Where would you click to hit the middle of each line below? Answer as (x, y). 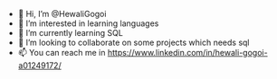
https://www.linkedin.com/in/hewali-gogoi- (188, 53)
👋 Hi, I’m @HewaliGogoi (62, 14)
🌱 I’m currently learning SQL (71, 33)
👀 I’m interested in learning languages (88, 23)
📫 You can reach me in (62, 53)
